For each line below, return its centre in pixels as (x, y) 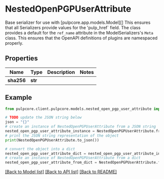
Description (61, 72)
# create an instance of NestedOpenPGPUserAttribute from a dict (73, 158)
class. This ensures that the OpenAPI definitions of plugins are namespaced (81, 38)
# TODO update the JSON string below (43, 118)
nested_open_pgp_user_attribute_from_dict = (51, 162)
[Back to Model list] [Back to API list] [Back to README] (61, 172)
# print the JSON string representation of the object (62, 135)
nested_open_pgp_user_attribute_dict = (46, 153)
